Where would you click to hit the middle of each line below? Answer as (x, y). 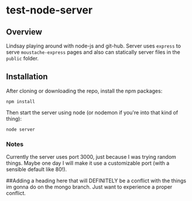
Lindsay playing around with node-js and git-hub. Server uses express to (94, 46)
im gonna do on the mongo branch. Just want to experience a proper (89, 187)
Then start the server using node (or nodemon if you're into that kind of (92, 113)
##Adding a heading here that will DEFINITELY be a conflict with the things (96, 181)
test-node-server (49, 10)
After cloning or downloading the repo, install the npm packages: (84, 91)
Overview (24, 32)
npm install (20, 101)
